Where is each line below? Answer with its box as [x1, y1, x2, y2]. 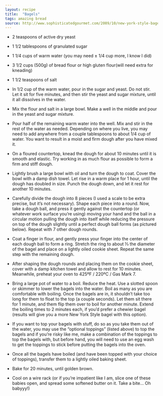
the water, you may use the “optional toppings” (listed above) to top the [12, 326, 155, 332]
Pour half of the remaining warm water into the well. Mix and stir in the [12, 121, 153, 126]
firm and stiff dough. [12, 161, 53, 167]
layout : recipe [5, 7, 36, 12]
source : [5, 20, 21, 26]
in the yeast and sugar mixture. [12, 111, 74, 117]
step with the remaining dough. [12, 252, 75, 257]
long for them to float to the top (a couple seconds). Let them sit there [12, 296, 152, 302]
